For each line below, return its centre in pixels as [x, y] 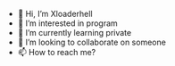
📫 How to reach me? [57, 52]
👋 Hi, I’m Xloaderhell [55, 14]
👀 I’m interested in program [67, 23]
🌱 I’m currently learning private [75, 33]
